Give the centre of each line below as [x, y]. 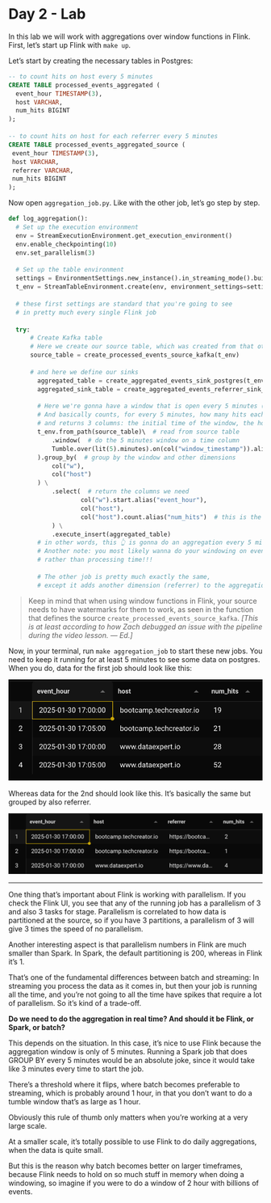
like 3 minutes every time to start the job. [76, 1069]
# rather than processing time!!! [95, 560]
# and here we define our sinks [84, 372]
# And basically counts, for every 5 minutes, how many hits [142, 415]
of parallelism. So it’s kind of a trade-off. [75, 1002]
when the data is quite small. [56, 1150]
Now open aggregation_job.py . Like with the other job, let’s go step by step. [134, 203]
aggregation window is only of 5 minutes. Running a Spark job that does [128, 1051]
